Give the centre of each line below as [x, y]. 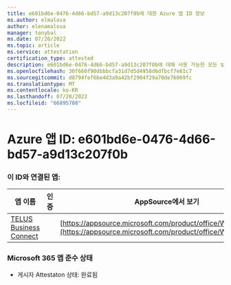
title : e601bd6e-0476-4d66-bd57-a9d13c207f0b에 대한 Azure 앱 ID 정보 [106, 13]
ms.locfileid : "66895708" [44, 103]
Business [25, 228]
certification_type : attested [51, 59]
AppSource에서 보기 [167, 202]
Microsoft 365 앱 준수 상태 [50, 258]
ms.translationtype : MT [41, 84]
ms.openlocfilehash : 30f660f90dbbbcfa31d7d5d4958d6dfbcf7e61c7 [100, 71]
